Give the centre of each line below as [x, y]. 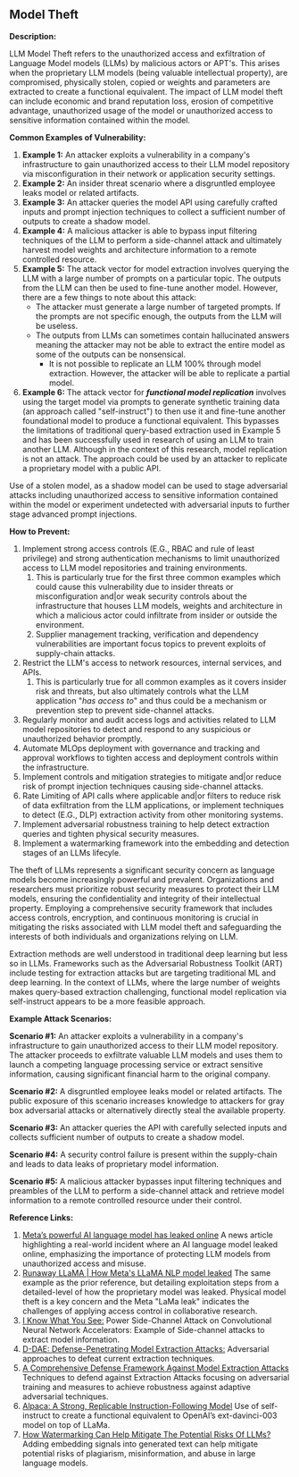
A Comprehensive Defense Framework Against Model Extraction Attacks [156, 1368]
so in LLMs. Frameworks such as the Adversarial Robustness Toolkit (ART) [146, 963]
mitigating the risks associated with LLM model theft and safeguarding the [145, 927]
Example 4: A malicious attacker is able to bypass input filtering [139, 231]
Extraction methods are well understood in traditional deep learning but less [149, 954]
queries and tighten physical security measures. [111, 833]
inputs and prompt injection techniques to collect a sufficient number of [154, 211]
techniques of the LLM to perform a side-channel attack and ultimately [152, 240]
